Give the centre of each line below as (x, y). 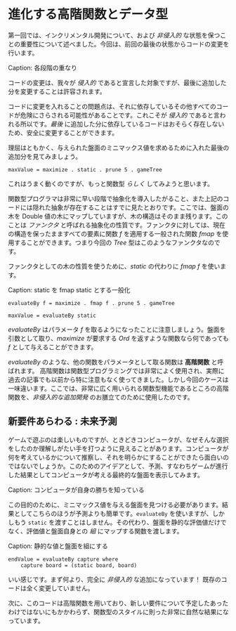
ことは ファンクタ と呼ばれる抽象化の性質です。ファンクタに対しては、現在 (117, 225)
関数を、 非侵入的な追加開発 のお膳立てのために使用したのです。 (101, 397)
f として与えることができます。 (53, 347)
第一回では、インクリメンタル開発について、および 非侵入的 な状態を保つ (114, 35)
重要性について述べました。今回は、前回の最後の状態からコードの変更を (125, 44)
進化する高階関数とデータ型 (88, 14)
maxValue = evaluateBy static (52, 315)
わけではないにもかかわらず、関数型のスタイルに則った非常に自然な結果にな (118, 611)
